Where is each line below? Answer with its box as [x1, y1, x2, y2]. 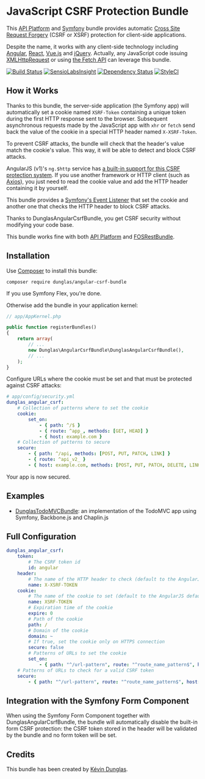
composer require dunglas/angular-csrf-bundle [6, 279, 127, 285]
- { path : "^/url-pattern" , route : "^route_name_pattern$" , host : [28, 678, 201, 685]
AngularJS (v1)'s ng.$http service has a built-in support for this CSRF [6, 164, 181, 172]
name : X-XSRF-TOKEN [28, 582, 78, 588]
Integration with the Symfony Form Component [6, 696, 189, 706]
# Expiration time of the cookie [28, 605, 113, 611]
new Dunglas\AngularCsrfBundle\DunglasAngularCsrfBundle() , [28, 347, 184, 353]
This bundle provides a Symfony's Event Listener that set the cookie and [6, 196, 189, 203]
